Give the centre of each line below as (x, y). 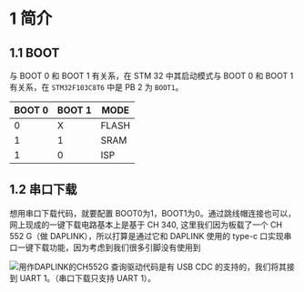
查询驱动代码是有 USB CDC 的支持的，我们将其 (198, 267)
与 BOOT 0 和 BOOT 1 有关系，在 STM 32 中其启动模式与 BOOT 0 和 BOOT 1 (152, 76)
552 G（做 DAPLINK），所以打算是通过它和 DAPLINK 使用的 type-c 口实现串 (151, 236)
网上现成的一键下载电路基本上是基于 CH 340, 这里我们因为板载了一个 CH (146, 225)
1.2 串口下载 (43, 190)
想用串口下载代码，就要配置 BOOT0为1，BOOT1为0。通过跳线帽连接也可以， (152, 213)
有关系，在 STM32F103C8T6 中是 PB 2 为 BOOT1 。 (96, 87)
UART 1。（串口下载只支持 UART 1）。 (88, 277)
